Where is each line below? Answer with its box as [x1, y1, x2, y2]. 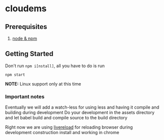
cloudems [5, 3, 47, 14]
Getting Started [5, 50, 54, 58]
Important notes [5, 93, 45, 100]
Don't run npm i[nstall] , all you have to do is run [5, 62, 105, 69]
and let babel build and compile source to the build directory [5, 115, 128, 121]
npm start [5, 72, 26, 77]
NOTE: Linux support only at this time [5, 81, 81, 86]
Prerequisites [5, 23, 47, 31]
